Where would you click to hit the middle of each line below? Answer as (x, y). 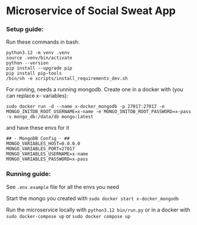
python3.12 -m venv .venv (38, 53)
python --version (27, 63)
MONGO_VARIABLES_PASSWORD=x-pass (47, 159)
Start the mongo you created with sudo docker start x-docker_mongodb (92, 198)
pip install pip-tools (34, 74)
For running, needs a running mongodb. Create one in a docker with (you (95, 90)
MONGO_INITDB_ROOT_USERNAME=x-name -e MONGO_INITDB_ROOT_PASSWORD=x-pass (99, 112)
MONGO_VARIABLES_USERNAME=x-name (47, 154)
